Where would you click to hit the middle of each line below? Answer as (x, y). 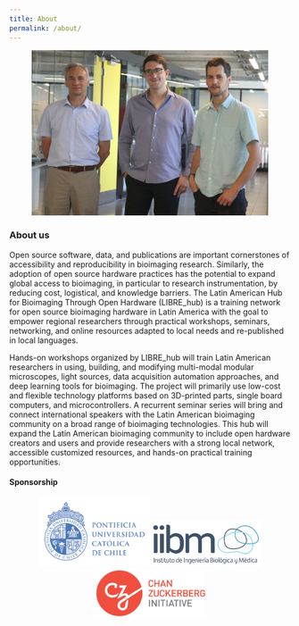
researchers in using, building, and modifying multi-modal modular (132, 367)
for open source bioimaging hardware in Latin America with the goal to (139, 312)
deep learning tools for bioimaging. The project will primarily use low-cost (145, 386)
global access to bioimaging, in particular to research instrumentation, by (144, 283)
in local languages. (44, 340)
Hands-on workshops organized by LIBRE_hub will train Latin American (140, 357)
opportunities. (35, 462)
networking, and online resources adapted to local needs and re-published (146, 330)
